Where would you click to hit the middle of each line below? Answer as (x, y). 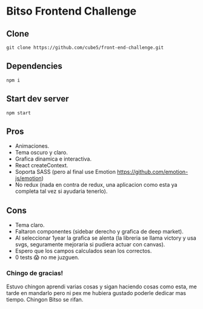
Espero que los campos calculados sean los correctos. (83, 251)
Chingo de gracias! (35, 273)
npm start (19, 113)
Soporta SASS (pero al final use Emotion (65, 172)
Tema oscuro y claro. (41, 153)
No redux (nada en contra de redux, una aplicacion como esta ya (96, 185)
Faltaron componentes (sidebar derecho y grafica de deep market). (99, 232)
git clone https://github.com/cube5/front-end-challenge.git (85, 47)
